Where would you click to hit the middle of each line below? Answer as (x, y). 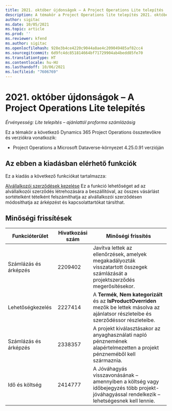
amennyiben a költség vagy (126, 381)
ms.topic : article (25, 29)
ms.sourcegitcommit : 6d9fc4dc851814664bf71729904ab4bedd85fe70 (74, 53)
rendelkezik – (145, 394)
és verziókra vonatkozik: (31, 137)
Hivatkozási (73, 232)
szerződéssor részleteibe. (124, 320)
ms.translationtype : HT (31, 58)
